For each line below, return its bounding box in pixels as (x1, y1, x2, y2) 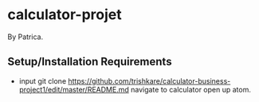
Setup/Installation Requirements (7, 55, 172, 69)
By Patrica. (7, 32, 44, 41)
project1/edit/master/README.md (18, 84, 129, 94)
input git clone (18, 76, 67, 85)
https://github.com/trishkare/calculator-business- (68, 76, 231, 85)
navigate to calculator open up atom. (130, 84, 252, 94)
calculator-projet (7, 6, 123, 24)
